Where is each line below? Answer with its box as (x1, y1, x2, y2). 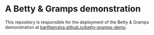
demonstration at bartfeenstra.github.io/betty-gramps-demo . (5, 24, 127, 30)
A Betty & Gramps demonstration (5, 3, 141, 14)
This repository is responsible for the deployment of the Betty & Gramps (5, 19, 149, 25)
